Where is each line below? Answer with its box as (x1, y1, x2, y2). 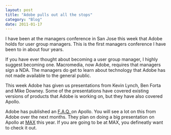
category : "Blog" (5, 17, 42, 22)
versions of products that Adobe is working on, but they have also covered (5, 93, 163, 99)
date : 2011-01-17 (5, 21, 42, 27)
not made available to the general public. (5, 72, 91, 79)
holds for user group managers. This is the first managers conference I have (5, 41, 166, 47)
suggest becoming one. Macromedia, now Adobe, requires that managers (5, 62, 161, 68)
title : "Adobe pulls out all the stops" (5, 12, 93, 17)
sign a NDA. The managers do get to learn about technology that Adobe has (5, 67, 165, 73)
